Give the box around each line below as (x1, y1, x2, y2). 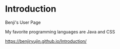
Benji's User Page (5, 19, 41, 25)
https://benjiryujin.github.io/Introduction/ (5, 38, 87, 44)
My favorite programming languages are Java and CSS (5, 29, 116, 34)
